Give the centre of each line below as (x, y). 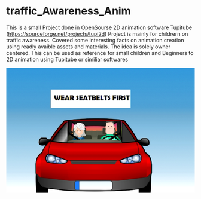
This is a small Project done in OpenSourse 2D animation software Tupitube (99, 27)
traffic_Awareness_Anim (68, 11)
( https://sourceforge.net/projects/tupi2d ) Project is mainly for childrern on (97, 33)
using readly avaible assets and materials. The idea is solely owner (89, 47)
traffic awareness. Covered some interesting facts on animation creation (95, 40)
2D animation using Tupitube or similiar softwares (67, 59)
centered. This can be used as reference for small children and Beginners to (100, 53)
